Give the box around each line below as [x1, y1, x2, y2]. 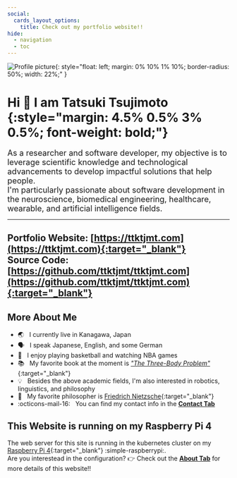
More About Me [7, 311, 78, 323]
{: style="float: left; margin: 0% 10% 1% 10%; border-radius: [55, 63, 230, 71]
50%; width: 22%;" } [7, 70, 67, 78]
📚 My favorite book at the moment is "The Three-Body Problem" [17, 359, 210, 367]
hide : [7, 30, 23, 37]
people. [7, 176, 36, 185]
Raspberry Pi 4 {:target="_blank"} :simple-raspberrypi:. [7, 446, 166, 455]
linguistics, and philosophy [17, 385, 95, 393]
